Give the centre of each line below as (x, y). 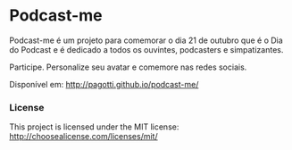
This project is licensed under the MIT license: (94, 127)
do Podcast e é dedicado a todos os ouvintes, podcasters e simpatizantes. (146, 49)
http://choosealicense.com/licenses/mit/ (83, 137)
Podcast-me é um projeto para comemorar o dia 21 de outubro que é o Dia (146, 40)
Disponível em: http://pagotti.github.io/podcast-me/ (104, 84)
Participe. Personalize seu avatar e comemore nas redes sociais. (128, 67)
